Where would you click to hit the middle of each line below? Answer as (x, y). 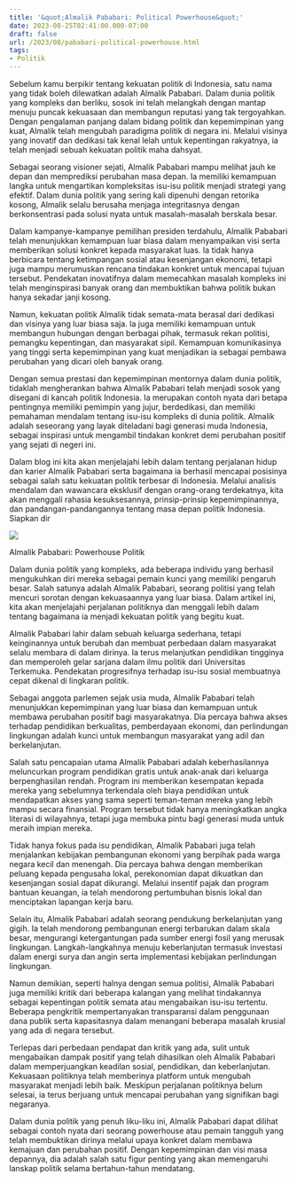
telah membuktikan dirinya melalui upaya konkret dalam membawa (131, 1140)
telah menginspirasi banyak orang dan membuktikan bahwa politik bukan (143, 288)
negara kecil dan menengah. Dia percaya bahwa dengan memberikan (136, 864)
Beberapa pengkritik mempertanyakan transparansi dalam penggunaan (139, 1011)
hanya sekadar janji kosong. (60, 297)
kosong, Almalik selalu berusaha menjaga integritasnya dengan (125, 204)
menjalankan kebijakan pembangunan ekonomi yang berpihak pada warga (145, 855)
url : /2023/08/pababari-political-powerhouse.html (105, 42)
